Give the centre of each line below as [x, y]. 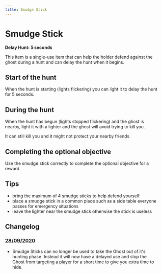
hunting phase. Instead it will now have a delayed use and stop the [80, 256]
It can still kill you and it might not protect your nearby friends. [68, 136]
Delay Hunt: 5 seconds [29, 47]
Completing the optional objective [58, 151]
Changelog [22, 227]
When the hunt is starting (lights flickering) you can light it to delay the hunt [81, 89]
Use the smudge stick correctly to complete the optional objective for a [77, 163]
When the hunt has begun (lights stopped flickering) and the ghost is [75, 122]
